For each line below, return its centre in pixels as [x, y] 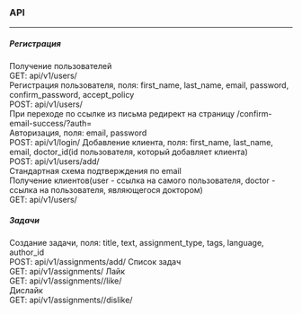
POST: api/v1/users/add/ [55, 161]
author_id [27, 252]
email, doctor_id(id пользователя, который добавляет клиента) [129, 152]
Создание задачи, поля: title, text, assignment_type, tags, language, [137, 243]
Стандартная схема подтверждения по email [95, 171]
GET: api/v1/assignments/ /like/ [66, 281]
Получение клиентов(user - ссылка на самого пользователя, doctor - [142, 180]
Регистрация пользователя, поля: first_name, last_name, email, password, [149, 85]
